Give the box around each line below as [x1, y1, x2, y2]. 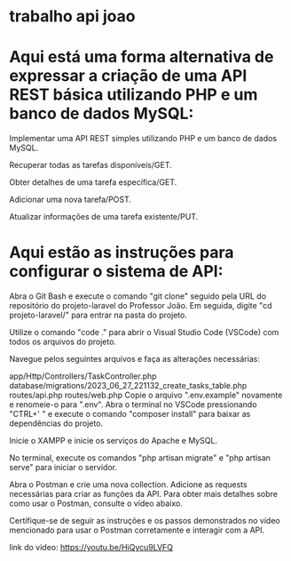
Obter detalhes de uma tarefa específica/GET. [9, 177, 177, 188]
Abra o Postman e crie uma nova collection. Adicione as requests [9, 479, 248, 490]
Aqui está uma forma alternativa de [9, 47, 274, 68]
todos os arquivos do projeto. [9, 336, 117, 348]
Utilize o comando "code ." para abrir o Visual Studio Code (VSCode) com [9, 327, 279, 338]
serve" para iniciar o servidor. [9, 462, 118, 473]
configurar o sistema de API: [9, 261, 224, 282]
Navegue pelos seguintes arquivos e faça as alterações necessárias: [9, 354, 260, 365]
